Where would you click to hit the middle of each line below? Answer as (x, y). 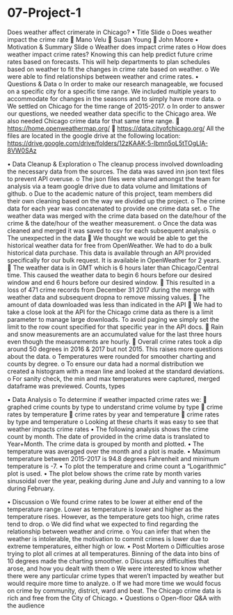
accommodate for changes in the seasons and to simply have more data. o (114, 98)
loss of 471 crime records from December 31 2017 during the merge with (111, 290)
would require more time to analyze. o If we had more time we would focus (114, 583)
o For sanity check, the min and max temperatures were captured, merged (114, 378)
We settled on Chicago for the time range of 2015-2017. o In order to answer (116, 106)
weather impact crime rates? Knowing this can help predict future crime (110, 54)
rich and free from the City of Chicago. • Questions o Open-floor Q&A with (114, 598)
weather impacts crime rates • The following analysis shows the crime (108, 429)
